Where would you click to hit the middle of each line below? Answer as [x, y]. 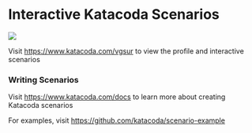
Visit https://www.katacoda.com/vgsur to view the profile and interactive [126, 51]
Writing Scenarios [43, 79]
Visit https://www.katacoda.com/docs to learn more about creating [117, 97]
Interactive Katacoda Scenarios [114, 15]
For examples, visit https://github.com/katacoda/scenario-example [117, 120]
